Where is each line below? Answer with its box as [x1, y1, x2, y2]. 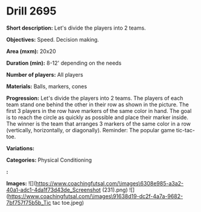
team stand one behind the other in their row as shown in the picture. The [6, 101, 189, 108]
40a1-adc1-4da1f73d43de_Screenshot [6, 186, 101, 193]
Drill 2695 [6, 4, 57, 18]
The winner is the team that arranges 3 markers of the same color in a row [6, 120, 191, 127]
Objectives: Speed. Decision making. [6, 36, 100, 43]
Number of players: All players [6, 71, 83, 78]
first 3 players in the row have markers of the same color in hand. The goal [6, 107, 192, 114]
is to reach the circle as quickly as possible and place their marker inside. [6, 114, 189, 121]
